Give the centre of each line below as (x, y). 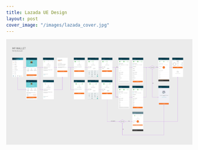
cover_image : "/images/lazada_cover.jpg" (58, 25)
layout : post (22, 19)
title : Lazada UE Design (37, 12)
